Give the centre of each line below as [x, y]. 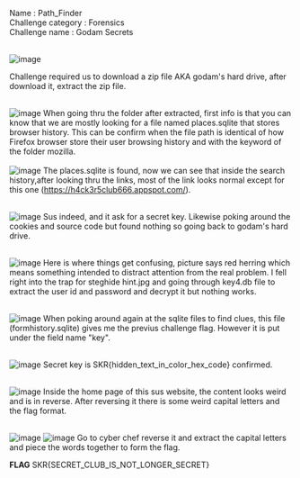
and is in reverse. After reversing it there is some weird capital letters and [145, 401]
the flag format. [38, 410]
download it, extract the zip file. [68, 86]
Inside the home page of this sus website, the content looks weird [165, 392]
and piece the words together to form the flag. [95, 447]
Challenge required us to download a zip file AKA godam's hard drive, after [148, 77]
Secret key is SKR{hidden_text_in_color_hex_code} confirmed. [158, 365]
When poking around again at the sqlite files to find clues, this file [164, 318]
